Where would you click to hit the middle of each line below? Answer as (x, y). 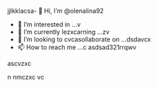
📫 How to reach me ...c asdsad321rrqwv (77, 47)
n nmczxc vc (26, 77)
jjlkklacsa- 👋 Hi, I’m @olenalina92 (56, 11)
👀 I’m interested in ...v (49, 24)
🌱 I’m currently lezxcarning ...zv (63, 32)
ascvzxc (19, 63)
